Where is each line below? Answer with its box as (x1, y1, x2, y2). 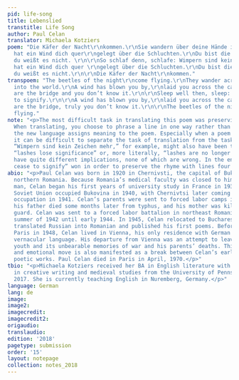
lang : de (7, 289, 33, 296)
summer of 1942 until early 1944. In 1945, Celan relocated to (14, 216, 205, 223)
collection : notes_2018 (7, 361, 78, 369)
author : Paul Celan (7, 30, 65, 38)
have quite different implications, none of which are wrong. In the (14, 156, 224, 164)
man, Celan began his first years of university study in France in (14, 183, 221, 190)
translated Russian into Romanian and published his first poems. (14, 222, 215, 230)
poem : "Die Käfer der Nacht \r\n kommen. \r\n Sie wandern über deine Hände (7, 43, 228, 51)
